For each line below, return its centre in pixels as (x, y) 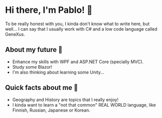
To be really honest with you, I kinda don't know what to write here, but (77, 24)
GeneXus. (15, 34)
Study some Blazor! (32, 67)
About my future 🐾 (34, 50)
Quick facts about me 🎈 (41, 88)
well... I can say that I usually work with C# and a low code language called (81, 29)
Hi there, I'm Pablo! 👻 (49, 10)
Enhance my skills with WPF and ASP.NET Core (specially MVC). (78, 62)
